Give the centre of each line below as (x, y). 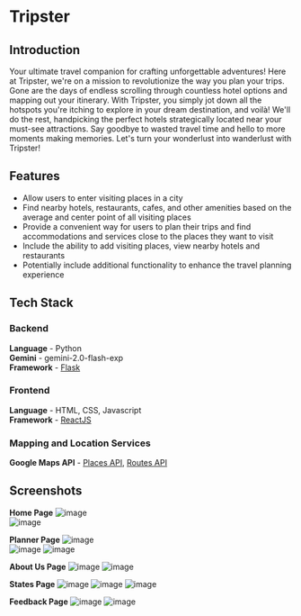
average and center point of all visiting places (106, 217)
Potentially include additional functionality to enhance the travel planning (157, 265)
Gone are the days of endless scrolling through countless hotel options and (148, 91)
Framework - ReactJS (50, 420)
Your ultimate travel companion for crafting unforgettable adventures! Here (148, 71)
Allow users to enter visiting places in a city (102, 198)
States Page (32, 584)
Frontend (30, 391)
